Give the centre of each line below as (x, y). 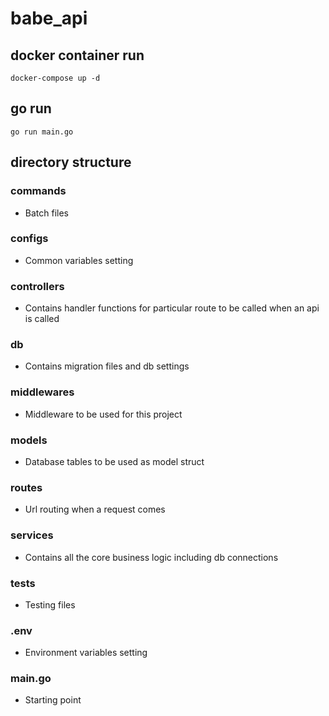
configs (29, 239)
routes (26, 487)
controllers (37, 286)
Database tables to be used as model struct (114, 461)
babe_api (49, 18)
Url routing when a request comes (95, 509)
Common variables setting (79, 260)
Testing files (50, 604)
